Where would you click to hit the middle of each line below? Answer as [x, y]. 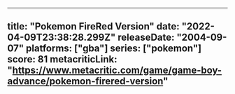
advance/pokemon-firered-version [85, 81]
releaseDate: [146, 38]
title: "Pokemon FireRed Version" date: [93, 26]
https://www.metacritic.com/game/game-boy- [117, 70]
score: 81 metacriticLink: [62, 59]
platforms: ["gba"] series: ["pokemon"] [113, 49]
